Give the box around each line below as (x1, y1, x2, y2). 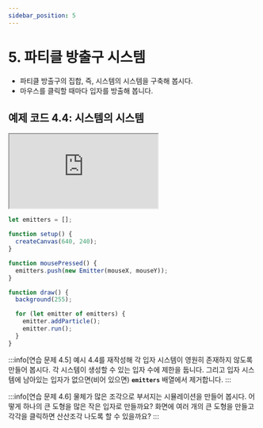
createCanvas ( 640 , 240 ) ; (15, 238, 97, 246)
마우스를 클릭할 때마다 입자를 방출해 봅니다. (19, 86, 154, 95)
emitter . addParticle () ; (22, 318, 101, 326)
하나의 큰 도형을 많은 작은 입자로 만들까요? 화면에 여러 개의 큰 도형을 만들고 (22, 401, 255, 411)
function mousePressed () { (8, 259, 97, 267)
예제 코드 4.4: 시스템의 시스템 (8, 111, 145, 124)
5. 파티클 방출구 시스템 (8, 48, 146, 66)
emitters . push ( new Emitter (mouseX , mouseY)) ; (15, 266, 169, 274)
